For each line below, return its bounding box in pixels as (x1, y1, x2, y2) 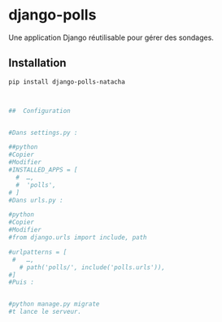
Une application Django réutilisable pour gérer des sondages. (8, 33, 214, 42)
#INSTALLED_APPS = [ (8, 166, 79, 174)
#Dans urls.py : (8, 196, 63, 204)
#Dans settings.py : (8, 128, 79, 137)
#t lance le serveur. (8, 307, 82, 316)
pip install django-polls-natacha (8, 77, 126, 86)
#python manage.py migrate (8, 300, 100, 308)
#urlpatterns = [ (8, 248, 67, 256)
